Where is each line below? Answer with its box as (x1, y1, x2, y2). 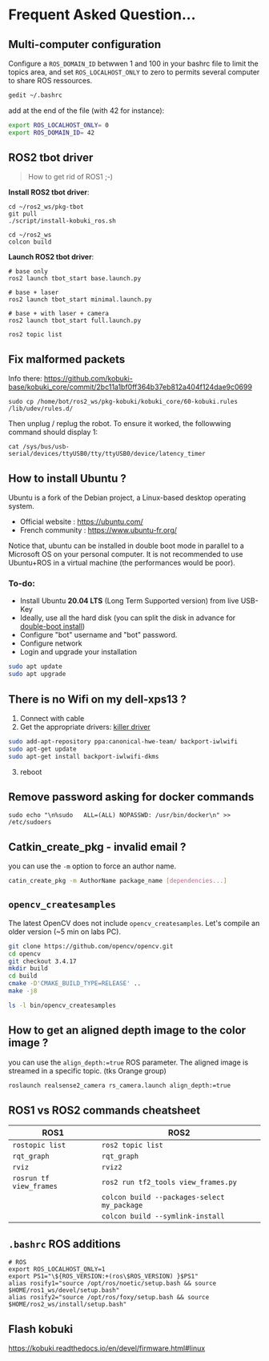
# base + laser (8, 288, 59, 297)
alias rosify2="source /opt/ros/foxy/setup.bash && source (8, 1294, 210, 1302)
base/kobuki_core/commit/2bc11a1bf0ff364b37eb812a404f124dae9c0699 (8, 382, 252, 392)
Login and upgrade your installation (19, 647, 138, 657)
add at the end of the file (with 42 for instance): (8, 106, 165, 115)
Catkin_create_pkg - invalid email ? (8, 840, 187, 854)
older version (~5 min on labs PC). (8, 927, 122, 936)
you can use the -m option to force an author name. (8, 861, 177, 871)
